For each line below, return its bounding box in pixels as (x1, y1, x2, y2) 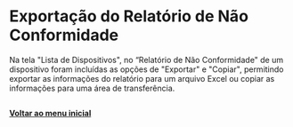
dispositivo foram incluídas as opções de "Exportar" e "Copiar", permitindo (9, 64, 284, 75)
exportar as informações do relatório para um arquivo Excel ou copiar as (9, 73, 275, 83)
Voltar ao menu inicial (9, 107, 92, 118)
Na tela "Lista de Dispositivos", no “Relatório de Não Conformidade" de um (9, 54, 284, 65)
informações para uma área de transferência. (9, 83, 175, 93)
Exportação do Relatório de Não (9, 6, 249, 27)
